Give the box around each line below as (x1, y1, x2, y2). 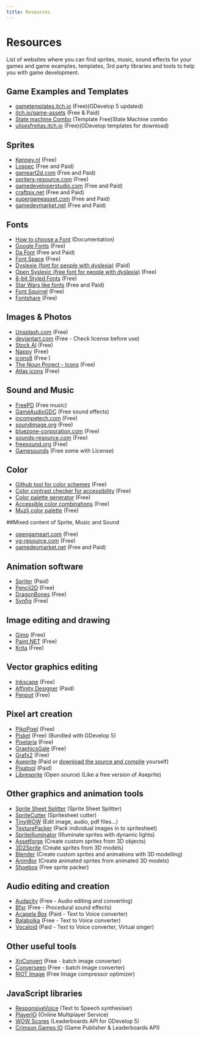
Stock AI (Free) (15, 341, 54, 349)
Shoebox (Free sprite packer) (15, 863, 89, 870)
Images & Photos (6, 312, 72, 322)
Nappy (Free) (15, 347, 49, 355)
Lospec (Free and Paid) (15, 163, 75, 170)
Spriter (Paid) (15, 578, 49, 585)
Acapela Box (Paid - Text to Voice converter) (15, 910, 128, 918)
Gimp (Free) (15, 632, 46, 639)
